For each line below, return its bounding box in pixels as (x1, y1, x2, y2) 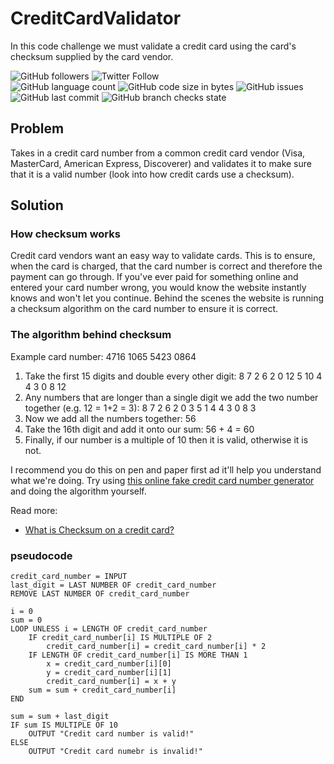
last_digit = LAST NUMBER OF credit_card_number (10, 580, 217, 591)
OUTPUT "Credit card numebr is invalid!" (28, 747, 203, 757)
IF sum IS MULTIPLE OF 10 (10, 720, 118, 731)
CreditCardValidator (10, 7, 182, 30)
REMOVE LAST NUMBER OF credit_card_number (10, 589, 190, 599)
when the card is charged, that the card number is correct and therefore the (10, 260, 323, 272)
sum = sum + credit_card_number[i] (28, 685, 177, 696)
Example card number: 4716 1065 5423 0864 (10, 350, 197, 362)
